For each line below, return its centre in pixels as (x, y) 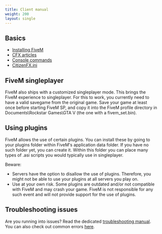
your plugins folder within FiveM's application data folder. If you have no (77, 145)
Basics (15, 38)
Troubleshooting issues (42, 210)
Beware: (13, 164)
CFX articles (24, 55)
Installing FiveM (28, 50)
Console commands (32, 60)
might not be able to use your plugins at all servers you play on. (75, 179)
